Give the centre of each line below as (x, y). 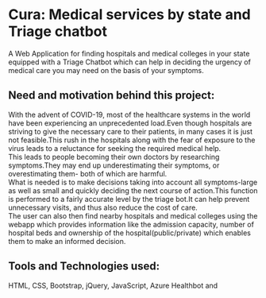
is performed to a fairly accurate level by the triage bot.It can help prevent (129, 199)
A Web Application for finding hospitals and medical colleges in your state (129, 53)
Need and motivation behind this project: (112, 96)
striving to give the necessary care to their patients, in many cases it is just (130, 131)
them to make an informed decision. (67, 241)
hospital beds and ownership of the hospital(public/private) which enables (130, 233)
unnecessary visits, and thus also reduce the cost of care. (103, 207)
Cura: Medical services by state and (130, 15)
